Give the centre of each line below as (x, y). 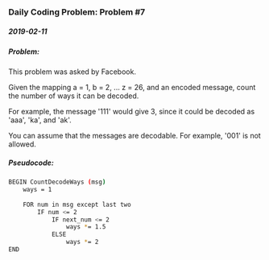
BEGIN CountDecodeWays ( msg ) (57, 182)
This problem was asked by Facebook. (72, 72)
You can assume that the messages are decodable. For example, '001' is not (135, 136)
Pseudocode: (31, 163)
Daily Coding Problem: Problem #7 (77, 12)
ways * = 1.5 (86, 227)
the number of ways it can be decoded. (74, 96)
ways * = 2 (82, 242)
